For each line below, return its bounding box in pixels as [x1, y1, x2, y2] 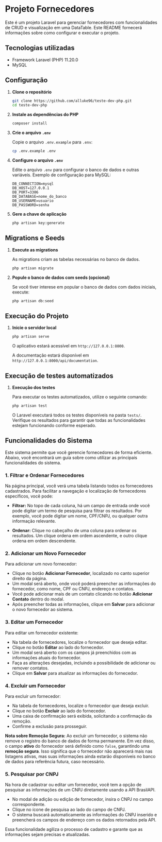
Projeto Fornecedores [5, 3, 95, 15]
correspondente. [12, 802, 46, 808]
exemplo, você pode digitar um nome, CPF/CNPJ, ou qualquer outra [12, 513, 148, 518]
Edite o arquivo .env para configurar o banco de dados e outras [12, 167, 139, 173]
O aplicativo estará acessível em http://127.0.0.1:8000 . [12, 343, 125, 349]
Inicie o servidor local [12, 325, 57, 331]
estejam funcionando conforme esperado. [12, 422, 97, 428]
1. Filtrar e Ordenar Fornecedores [5, 472, 84, 479]
